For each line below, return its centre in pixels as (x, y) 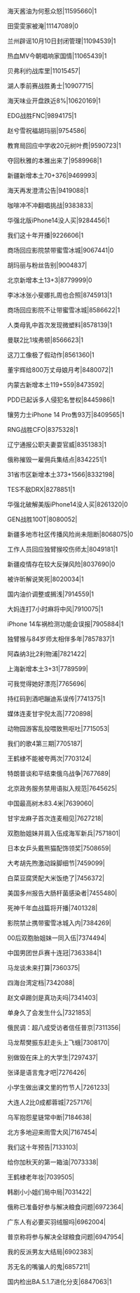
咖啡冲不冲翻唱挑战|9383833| (50, 205)
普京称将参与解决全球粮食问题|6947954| (65, 1237)
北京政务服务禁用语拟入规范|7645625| (62, 788)
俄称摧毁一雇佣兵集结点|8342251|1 (57, 459)
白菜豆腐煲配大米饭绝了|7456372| (56, 878)
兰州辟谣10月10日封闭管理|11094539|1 (62, 41)
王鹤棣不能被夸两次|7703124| (49, 758)
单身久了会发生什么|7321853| (49, 1013)
